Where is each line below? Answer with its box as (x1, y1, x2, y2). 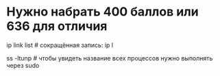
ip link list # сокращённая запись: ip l (6, 41, 114, 49)
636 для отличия (6, 18, 108, 34)
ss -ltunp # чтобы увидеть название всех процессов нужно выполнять (6, 54, 213, 62)
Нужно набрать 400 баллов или (6, 4, 199, 20)
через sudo (6, 61, 40, 69)
